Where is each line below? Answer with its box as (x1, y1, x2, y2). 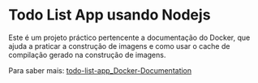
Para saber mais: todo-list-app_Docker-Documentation (8, 65, 192, 75)
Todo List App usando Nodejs (8, 6, 211, 24)
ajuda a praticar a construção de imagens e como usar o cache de (8, 41, 230, 50)
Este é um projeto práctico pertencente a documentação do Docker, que (8, 33, 251, 42)
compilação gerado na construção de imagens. (8, 50, 166, 59)
